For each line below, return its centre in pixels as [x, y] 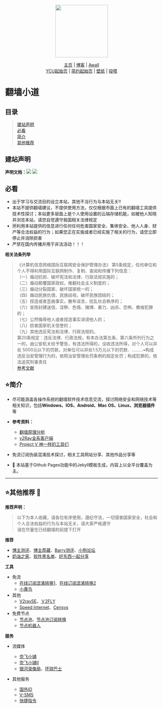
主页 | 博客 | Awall [81, 65]
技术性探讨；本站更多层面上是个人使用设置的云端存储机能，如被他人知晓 [84, 213]
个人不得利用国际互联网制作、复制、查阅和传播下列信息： [74, 271]
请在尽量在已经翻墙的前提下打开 [49, 530]
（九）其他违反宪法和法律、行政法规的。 [57, 331]
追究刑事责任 [34, 362]
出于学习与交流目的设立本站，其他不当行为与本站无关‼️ [66, 201]
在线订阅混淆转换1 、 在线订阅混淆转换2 [57, 583]
